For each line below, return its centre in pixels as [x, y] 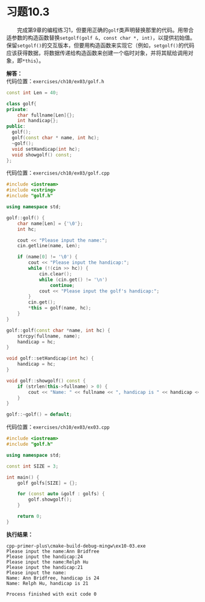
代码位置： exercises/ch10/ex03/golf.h [56, 81]
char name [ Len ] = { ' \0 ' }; [50, 223]
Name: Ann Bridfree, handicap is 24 [53, 578]
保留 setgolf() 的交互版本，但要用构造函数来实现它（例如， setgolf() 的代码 [100, 45]
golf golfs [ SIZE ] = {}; [48, 483]
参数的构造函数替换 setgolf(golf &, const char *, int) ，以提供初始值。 [103, 37]
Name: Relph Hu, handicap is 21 [47, 583]
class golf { [21, 104]
